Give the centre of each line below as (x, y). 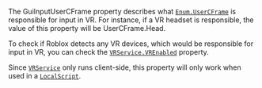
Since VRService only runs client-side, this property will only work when (125, 67)
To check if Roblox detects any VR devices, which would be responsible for (131, 44)
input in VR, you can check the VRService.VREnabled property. (109, 52)
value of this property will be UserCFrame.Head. (87, 28)
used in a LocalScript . (45, 76)
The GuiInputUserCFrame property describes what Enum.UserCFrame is (122, 11)
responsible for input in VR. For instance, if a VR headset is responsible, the (131, 20)
